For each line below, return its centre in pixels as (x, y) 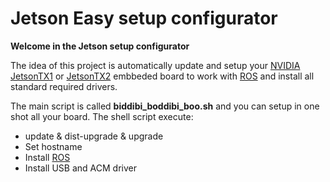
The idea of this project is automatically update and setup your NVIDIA (155, 65)
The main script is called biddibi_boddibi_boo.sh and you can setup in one (165, 106)
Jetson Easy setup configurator (144, 18)
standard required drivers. (64, 86)
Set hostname (53, 146)
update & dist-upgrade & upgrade (94, 136)
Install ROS (47, 157)
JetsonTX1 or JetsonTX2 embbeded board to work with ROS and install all (162, 76)
